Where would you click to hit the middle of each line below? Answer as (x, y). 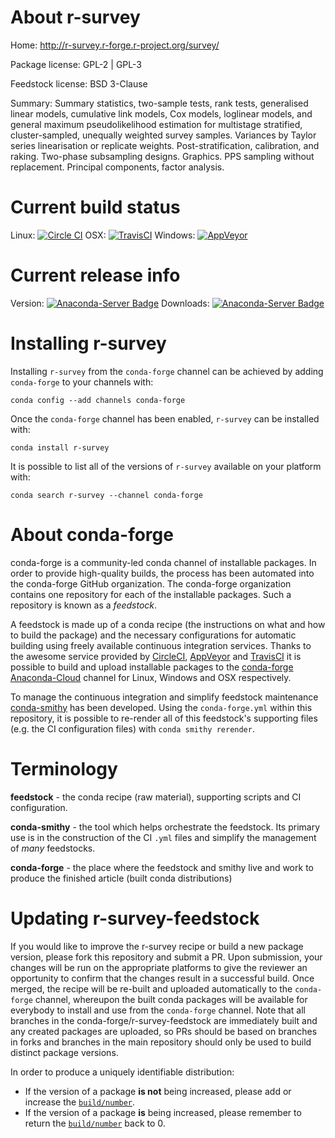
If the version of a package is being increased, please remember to (163, 1112)
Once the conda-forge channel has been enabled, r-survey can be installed (165, 418)
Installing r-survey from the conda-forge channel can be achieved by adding (167, 371)
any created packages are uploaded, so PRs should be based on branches (164, 1031)
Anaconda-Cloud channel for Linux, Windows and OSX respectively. (151, 677)
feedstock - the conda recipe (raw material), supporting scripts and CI (156, 797)
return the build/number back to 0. (95, 1123)
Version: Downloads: (110, 303)
